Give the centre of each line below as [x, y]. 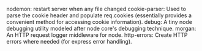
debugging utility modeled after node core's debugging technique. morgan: [101, 28]
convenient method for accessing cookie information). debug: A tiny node [99, 22]
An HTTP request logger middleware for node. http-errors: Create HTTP [97, 35]
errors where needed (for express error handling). [69, 41]
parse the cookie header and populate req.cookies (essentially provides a [99, 15]
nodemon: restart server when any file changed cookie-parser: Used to [96, 9]
